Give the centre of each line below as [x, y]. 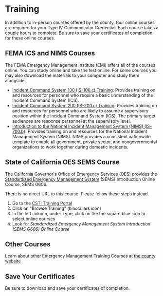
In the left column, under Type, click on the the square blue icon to [79, 213]
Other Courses [28, 244]
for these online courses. [30, 38]
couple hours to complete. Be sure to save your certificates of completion [79, 33]
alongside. [16, 80]
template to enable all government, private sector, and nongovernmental [84, 142]
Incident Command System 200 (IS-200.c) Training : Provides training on [84, 105]
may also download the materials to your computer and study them [72, 75]
